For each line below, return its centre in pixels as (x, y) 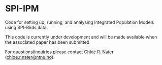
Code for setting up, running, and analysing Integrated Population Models (80, 22)
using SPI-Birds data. (27, 27)
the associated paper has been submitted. (48, 42)
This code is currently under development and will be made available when (81, 37)
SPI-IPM (22, 9)
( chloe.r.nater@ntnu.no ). (30, 57)
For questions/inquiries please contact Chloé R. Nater (59, 52)
